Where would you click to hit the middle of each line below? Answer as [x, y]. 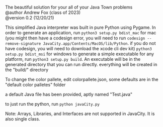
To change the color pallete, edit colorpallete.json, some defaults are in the [82, 79]
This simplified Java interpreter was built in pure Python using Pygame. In [81, 27]
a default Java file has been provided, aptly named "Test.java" [69, 94]
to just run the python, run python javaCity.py [52, 104]
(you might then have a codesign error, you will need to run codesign [75, 38]
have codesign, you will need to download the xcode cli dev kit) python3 [79, 49]
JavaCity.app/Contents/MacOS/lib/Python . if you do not [99, 43]
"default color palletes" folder [36, 85]
